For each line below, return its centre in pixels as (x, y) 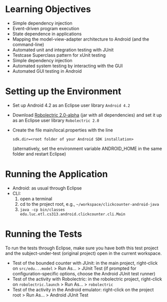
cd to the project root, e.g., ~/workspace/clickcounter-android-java (89, 204)
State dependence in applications (47, 34)
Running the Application (56, 174)
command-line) (28, 44)
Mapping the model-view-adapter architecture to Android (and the (81, 39)
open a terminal (36, 199)
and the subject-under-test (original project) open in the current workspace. (83, 253)
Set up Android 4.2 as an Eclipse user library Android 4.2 (71, 105)
